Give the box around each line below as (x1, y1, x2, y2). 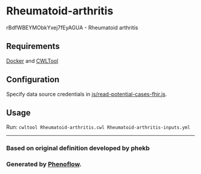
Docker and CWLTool (6, 57, 59, 64)
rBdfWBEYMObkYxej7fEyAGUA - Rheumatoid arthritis (6, 24, 139, 31)
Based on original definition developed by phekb (6, 144, 150, 152)
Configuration (6, 75, 60, 85)
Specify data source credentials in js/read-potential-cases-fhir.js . (6, 90, 167, 97)
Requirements (6, 41, 60, 51)
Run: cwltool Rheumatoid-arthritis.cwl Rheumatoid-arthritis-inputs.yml (6, 124, 190, 131)
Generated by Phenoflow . (6, 160, 82, 169)
